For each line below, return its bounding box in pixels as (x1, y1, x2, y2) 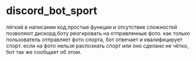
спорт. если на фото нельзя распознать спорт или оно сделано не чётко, (6, 42, 189, 49)
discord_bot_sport (6, 4, 98, 18)
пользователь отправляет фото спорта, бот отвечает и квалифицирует (6, 36, 183, 43)
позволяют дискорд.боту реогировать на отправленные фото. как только (6, 29, 190, 36)
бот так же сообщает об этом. (6, 48, 82, 55)
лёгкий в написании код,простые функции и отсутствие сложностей (6, 23, 177, 30)
